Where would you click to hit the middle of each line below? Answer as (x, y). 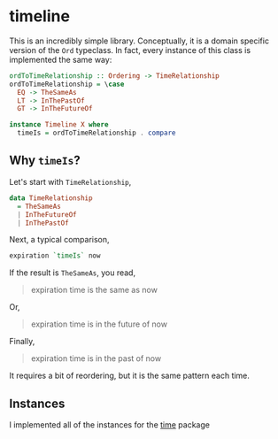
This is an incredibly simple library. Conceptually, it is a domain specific (139, 41)
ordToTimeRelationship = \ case (67, 84)
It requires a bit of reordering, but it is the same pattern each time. (130, 376)
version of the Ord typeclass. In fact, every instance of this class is (130, 50)
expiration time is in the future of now (99, 324)
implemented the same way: (61, 59)
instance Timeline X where (59, 125)
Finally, (22, 342)
